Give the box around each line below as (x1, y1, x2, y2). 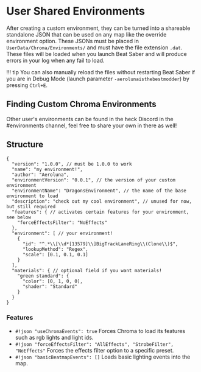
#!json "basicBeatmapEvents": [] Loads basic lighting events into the (15, 353, 191, 360)
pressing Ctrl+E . (6, 81, 48, 89)
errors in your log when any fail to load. (6, 57, 105, 64)
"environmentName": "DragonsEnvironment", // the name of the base (12, 188, 187, 194)
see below (6, 214, 32, 220)
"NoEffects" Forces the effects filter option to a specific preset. (15, 346, 174, 354)
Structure (6, 139, 44, 150)
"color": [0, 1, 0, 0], (22, 278, 83, 284)
